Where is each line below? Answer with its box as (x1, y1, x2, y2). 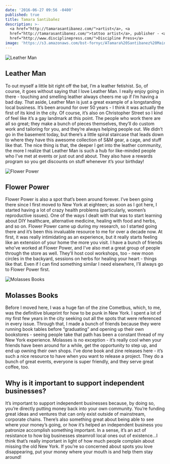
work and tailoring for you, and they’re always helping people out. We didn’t (5, 126, 163, 132)
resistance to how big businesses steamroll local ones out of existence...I (5, 432, 158, 439)
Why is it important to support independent (5, 379, 145, 387)
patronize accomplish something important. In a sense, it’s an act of (5, 427, 147, 433)
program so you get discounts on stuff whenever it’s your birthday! (5, 158, 144, 164)
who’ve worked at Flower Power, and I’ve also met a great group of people (5, 245, 160, 251)
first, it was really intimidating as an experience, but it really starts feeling (5, 234, 158, 240)
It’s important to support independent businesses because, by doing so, (5, 400, 155, 406)
